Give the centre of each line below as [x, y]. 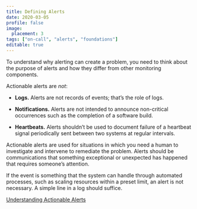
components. [22, 74]
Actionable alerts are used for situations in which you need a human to [92, 145]
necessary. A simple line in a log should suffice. [64, 188]
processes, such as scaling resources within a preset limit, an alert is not [95, 182]
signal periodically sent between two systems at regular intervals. [95, 133]
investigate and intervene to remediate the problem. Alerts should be [90, 151]
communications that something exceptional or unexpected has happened [97, 157]
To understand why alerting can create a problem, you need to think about [97, 62]
